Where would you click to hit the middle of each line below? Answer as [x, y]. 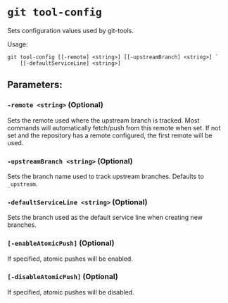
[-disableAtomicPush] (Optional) [63, 277]
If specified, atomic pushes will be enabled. [70, 259]
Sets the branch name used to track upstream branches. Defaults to [106, 176]
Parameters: [35, 85]
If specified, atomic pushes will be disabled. [71, 292]
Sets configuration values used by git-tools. [70, 30]
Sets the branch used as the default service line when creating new [105, 218]
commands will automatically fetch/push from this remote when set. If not [114, 128]
